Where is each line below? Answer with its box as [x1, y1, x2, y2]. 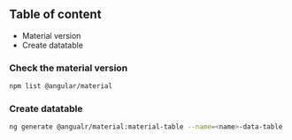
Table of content [9, 7, 102, 22]
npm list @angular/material [9, 82, 113, 91]
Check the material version [9, 62, 128, 74]
